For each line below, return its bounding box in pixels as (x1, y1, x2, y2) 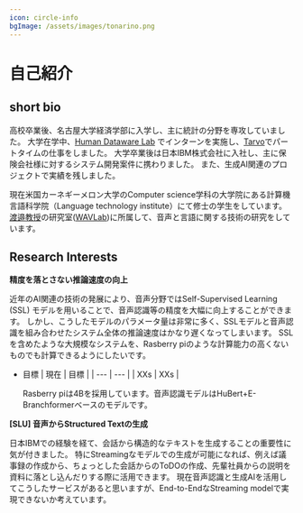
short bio (9, 100, 61, 115)
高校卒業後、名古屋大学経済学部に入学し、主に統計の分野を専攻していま (9, 124, 278, 135)
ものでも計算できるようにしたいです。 (9, 350, 151, 361)
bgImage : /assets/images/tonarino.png (9, 22, 155, 31)
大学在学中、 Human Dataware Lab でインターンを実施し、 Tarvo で (26, 136, 273, 147)
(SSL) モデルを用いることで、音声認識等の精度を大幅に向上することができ (9, 305, 285, 316)
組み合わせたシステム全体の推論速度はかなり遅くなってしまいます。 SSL (24, 327, 294, 338)
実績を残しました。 (48, 169, 120, 180)
